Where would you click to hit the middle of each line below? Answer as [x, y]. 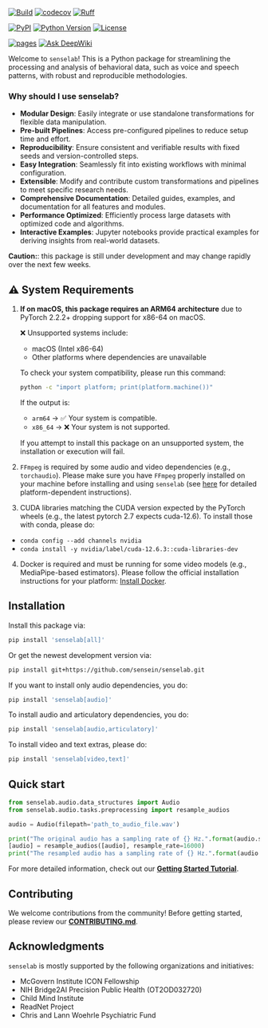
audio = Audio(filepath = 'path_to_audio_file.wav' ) [94, 824]
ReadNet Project [47, 1006]
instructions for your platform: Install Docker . [93, 581]
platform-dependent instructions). [75, 492]
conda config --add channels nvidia [81, 541]
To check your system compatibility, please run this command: [122, 373]
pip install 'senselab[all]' [57, 640]
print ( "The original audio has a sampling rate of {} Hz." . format [121, 839]
